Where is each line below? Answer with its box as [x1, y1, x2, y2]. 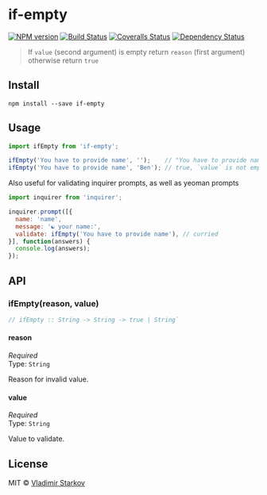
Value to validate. [8, 434, 65, 443]
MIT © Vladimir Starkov [8, 478, 86, 487]
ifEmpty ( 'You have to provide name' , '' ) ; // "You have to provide [8, 156, 247, 164]
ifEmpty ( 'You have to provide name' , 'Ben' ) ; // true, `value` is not [8, 164, 247, 172]
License [8, 457, 48, 470]
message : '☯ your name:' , [15, 222, 102, 231]
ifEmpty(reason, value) [8, 297, 99, 309]
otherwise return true [27, 56, 99, 65]
